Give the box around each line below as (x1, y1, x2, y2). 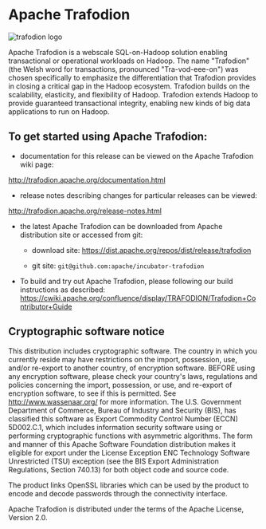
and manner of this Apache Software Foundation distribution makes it (8, 439, 237, 448)
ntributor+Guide (19, 302, 72, 311)
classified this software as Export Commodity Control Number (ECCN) (8, 413, 239, 424)
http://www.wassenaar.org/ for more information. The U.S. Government (8, 397, 242, 406)
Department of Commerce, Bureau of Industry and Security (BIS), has (8, 405, 237, 415)
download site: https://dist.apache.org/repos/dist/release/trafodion (31, 245, 252, 255)
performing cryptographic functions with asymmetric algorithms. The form (8, 431, 253, 440)
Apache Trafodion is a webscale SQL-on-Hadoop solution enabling (8, 47, 229, 57)
